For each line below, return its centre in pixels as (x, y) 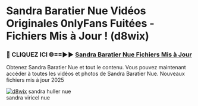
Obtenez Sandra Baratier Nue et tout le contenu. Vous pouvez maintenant (96, 68)
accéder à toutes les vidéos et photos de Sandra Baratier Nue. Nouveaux (96, 74)
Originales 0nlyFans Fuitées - (80, 23)
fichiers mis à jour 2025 (35, 80)
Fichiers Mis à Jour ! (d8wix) (78, 36)
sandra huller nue (50, 91)
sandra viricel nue (28, 98)
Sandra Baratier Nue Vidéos (76, 11)
